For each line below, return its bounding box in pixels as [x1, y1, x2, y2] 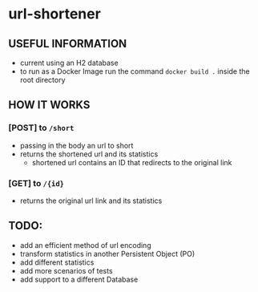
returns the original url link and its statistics [19, 196, 163, 205]
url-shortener [8, 5, 102, 23]
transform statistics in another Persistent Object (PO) [19, 249, 196, 258]
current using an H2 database [19, 58, 119, 67]
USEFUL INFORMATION [8, 37, 127, 51]
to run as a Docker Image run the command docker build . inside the [19, 67, 250, 76]
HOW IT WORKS [8, 98, 91, 112]
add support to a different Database [19, 274, 139, 284]
